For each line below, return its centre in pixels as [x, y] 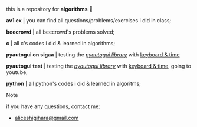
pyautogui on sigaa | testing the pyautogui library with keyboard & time [93, 55]
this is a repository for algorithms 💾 [50, 9]
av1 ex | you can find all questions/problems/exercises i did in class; [89, 20]
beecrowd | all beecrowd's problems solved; [60, 32]
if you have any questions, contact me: [53, 106]
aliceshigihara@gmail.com [47, 118]
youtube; [17, 72]
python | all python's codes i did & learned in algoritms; [74, 83]
